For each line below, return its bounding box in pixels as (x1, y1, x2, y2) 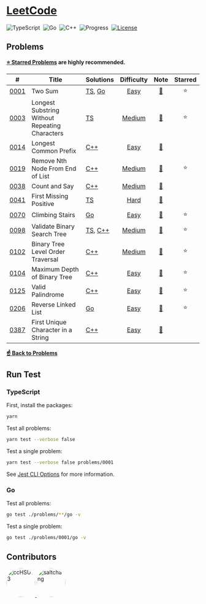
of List (31, 172, 50, 180)
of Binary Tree (31, 272, 72, 281)
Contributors (6, 551, 57, 562)
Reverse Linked (31, 300, 76, 308)
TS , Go (85, 87, 105, 96)
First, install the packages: (6, 402, 73, 409)
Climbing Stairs (31, 211, 75, 220)
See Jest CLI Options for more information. (6, 470, 115, 478)
